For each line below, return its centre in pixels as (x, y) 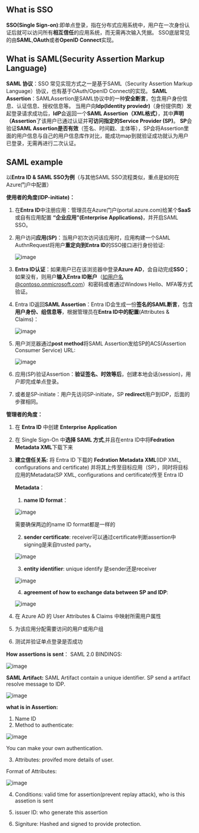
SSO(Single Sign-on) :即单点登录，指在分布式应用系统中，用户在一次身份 (96, 25)
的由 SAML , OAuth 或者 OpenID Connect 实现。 (61, 40)
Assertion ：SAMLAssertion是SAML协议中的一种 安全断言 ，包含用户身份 (94, 98)
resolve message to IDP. (36, 684)
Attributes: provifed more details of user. (64, 760)
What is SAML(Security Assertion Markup (86, 59)
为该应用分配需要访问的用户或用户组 (59, 629)
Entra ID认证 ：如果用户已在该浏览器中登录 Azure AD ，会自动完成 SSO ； (102, 269)
